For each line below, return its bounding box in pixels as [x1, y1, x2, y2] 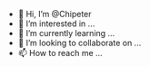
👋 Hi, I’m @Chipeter [17, 9, 93, 19]
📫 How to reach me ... [17, 48, 103, 58]
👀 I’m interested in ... [17, 18, 95, 29]
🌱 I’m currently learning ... [17, 28, 115, 38]
